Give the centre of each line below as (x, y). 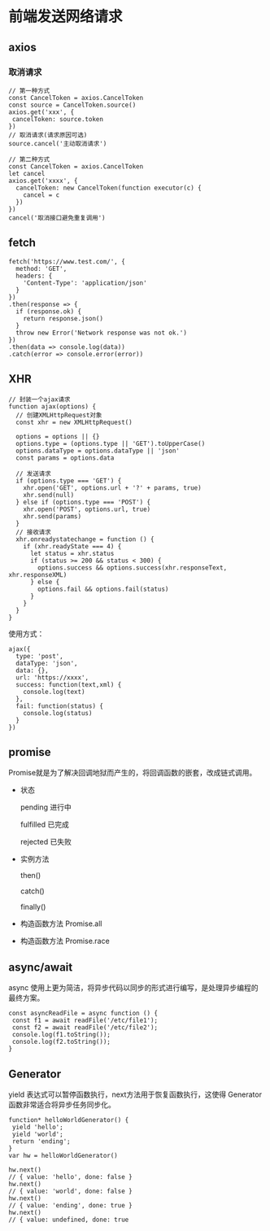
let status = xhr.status (72, 553)
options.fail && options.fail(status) (103, 589)
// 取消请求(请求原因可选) (48, 135)
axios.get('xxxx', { (44, 181)
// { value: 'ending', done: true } (70, 1205)
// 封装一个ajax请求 (39, 399)
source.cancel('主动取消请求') (58, 143)
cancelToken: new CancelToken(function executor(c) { (109, 188)
